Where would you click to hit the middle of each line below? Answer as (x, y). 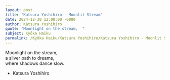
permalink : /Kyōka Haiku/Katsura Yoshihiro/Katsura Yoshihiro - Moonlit (83, 38)
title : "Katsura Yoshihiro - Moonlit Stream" (54, 15)
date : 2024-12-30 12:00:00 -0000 (40, 19)
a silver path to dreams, (30, 58)
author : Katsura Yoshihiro (34, 24)
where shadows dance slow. (35, 63)
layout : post (19, 10)
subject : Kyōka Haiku (28, 33)
